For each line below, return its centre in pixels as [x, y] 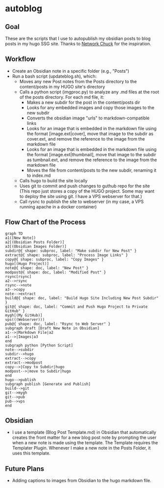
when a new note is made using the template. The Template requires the [85, 443]
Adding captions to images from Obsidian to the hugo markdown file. [82, 481]
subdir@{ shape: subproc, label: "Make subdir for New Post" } [71, 251]
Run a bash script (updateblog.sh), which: [54, 76]
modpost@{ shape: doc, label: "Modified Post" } [56, 272]
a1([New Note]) [21, 238]
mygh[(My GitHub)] [24, 315]
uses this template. [31, 453]
